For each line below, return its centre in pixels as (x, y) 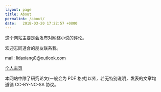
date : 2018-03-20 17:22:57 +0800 (41, 23)
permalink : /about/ (25, 19)
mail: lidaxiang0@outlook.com (35, 58)
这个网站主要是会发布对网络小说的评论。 (46, 38)
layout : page (18, 10)
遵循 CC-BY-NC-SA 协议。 (32, 85)
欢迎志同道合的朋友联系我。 (33, 48)
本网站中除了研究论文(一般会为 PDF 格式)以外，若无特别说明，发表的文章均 (81, 78)
